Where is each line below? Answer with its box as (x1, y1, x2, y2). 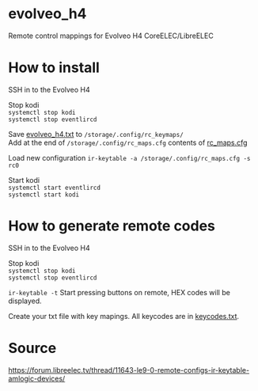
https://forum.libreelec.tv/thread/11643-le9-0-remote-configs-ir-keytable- (8, 365, 250, 374)
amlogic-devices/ (8, 374, 66, 383)
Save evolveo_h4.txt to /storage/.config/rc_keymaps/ (8, 129, 184, 139)
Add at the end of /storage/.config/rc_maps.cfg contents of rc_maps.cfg (8, 138, 248, 147)
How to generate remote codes (8, 217, 216, 235)
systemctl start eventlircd (8, 184, 101, 192)
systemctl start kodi (8, 191, 80, 199)
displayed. (8, 296, 42, 306)
